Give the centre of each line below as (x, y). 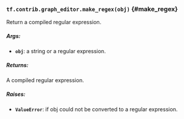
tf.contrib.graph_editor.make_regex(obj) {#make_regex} (92, 9)
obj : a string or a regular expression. (60, 51)
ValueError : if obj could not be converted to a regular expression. (96, 109)
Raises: (16, 94)
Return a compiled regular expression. (54, 22)
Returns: (18, 65)
